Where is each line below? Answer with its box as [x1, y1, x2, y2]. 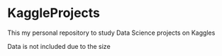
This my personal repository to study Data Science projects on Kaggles [7, 28, 216, 37]
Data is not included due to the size [7, 42, 111, 50]
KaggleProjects [7, 5, 101, 21]
